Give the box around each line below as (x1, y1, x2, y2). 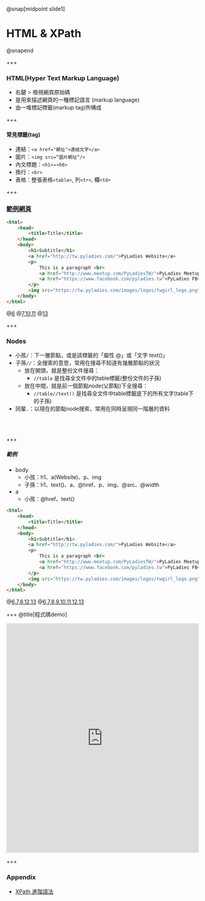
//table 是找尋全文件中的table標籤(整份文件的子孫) (33, 374, 162, 382)
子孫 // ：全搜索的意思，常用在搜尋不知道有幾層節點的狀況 (15, 359, 160, 366)
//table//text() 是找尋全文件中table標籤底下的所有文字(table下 (33, 390, 194, 397)
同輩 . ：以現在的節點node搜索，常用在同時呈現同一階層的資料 (15, 405, 170, 412)
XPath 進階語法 (15, 888, 54, 895)
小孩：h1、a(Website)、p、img (24, 473, 102, 481)
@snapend (6, 46, 34, 54)
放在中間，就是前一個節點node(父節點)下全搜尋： (24, 382, 148, 390)
